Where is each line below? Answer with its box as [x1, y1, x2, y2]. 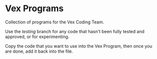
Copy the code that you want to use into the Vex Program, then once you [5, 43, 153, 49]
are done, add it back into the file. [5, 48, 73, 54]
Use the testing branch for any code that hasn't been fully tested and [5, 28, 145, 34]
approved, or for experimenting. [5, 34, 70, 39]
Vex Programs [5, 3, 64, 14]
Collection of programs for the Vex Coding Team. [5, 19, 105, 25]
